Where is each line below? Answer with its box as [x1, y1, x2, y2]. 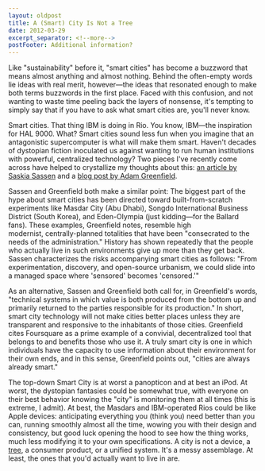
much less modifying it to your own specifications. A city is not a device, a [8, 437, 251, 446]
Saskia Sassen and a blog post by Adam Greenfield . [8, 172, 178, 181]
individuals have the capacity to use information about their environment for [8, 346, 256, 355]
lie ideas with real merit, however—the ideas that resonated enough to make [8, 80, 258, 90]
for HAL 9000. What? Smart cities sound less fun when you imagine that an [8, 129, 254, 139]
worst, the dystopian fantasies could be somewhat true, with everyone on [8, 386, 248, 396]
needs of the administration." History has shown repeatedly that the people [8, 237, 254, 247]
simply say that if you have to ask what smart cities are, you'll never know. [8, 105, 251, 115]
